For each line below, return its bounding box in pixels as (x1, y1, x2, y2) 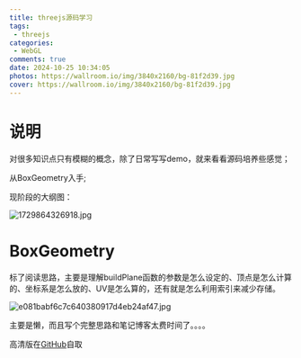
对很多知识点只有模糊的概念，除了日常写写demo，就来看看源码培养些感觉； (9, 153, 290, 164)
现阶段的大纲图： (9, 191, 73, 202)
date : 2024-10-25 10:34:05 (9, 64, 111, 73)
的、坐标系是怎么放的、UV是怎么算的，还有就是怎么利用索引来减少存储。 (9, 282, 281, 293)
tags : (9, 22, 30, 31)
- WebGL (13, 47, 42, 56)
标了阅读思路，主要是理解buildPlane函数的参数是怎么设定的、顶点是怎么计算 (9, 272, 292, 282)
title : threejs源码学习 (9, 13, 93, 22)
